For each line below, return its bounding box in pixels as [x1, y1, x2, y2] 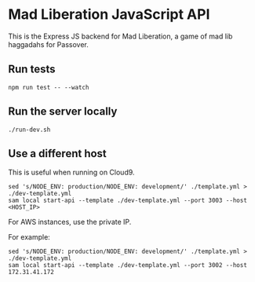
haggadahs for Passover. [8, 39, 89, 49]
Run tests [8, 63, 56, 76]
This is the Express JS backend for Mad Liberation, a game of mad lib [8, 31, 233, 41]
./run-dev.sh [8, 126, 51, 134]
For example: [8, 233, 51, 242]
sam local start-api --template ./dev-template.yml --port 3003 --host [8, 196, 247, 205]
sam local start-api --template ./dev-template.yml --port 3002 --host [8, 262, 247, 269]
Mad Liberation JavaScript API [8, 5, 210, 24]
